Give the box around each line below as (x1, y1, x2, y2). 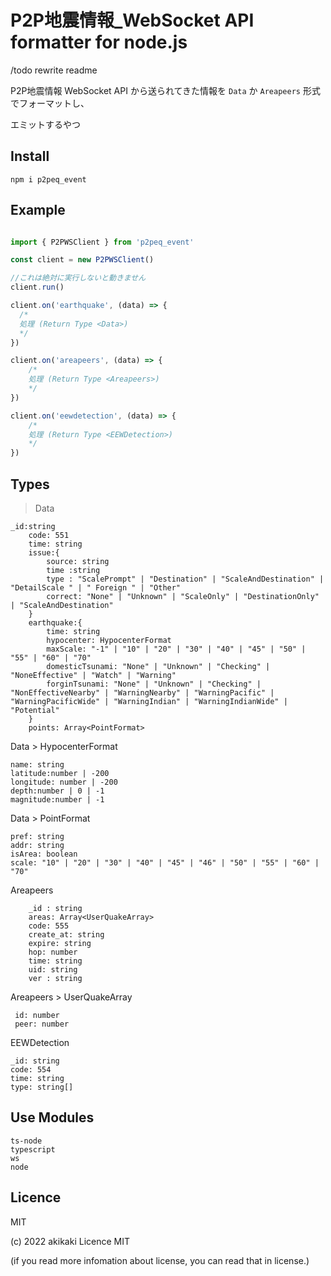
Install (10, 148, 50, 165)
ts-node (10, 1136, 43, 1146)
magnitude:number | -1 (10, 795, 105, 805)
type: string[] (10, 1082, 74, 1092)
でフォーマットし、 (10, 97, 90, 109)
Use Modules (10, 1109, 95, 1126)
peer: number (14, 1019, 70, 1029)
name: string (10, 760, 65, 770)
